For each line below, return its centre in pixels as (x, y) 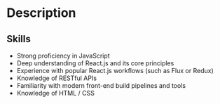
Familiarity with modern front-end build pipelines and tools (101, 85)
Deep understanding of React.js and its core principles (95, 63)
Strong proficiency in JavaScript (63, 56)
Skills (19, 39)
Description (41, 13)
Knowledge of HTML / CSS (56, 93)
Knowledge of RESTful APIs (57, 78)
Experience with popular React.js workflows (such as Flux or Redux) (115, 71)
